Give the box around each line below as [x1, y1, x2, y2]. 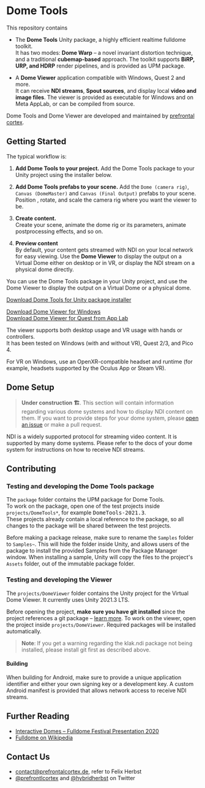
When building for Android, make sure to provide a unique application [6, 674, 182, 681]
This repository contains [6, 24, 68, 31]
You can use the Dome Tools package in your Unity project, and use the [6, 277, 188, 285]
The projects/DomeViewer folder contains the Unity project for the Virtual [6, 589, 188, 597]
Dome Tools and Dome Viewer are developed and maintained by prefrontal [6, 112, 195, 119]
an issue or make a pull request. [21, 420, 102, 428]
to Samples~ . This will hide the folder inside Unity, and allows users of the [6, 540, 190, 548]
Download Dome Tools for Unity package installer [6, 296, 132, 303]
